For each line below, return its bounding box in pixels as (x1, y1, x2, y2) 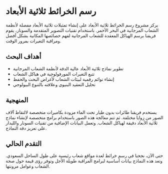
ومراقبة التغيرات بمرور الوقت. (5, 38, 61, 44)
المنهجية (5, 96, 28, 105)
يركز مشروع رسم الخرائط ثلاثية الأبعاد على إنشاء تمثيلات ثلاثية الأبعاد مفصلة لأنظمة (5, 22, 158, 28)
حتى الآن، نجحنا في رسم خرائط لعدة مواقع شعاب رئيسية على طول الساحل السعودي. (5, 153, 163, 159)
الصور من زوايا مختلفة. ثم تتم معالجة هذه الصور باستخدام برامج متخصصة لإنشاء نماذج (5, 114, 163, 120)
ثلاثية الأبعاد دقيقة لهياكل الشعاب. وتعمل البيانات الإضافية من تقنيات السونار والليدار (5, 120, 158, 126)
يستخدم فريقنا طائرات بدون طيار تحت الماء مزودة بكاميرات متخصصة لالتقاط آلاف (5, 109, 157, 115)
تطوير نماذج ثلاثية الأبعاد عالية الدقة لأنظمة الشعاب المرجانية (12, 65, 124, 71)
